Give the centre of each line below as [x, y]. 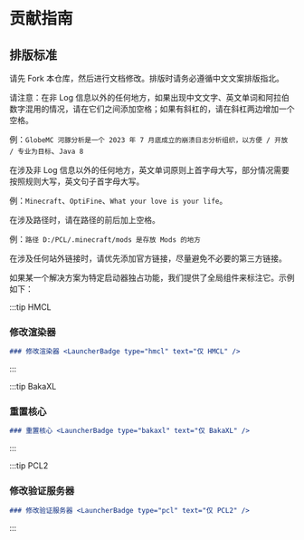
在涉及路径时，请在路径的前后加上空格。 [85, 220]
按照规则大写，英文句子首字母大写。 [77, 181]
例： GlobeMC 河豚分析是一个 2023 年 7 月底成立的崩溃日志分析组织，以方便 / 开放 [149, 140]
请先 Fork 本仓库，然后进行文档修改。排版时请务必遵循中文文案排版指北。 [147, 78]
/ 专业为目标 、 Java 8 [47, 151]
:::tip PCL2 [29, 466]
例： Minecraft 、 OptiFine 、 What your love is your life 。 [119, 201]
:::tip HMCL [30, 307]
